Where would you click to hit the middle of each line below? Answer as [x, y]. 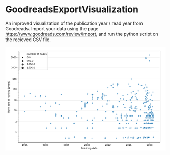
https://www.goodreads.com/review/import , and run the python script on [82, 34]
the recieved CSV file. [28, 40]
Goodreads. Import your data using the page [52, 28]
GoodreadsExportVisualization [72, 9]
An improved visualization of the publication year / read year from [74, 23]
